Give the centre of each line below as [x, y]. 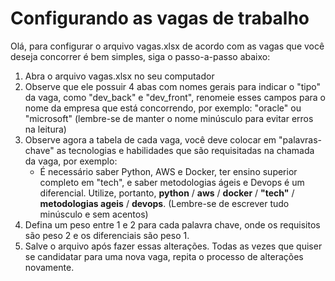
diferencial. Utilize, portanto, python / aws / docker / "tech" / [167, 193]
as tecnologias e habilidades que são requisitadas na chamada [185, 150]
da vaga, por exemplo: [71, 161]
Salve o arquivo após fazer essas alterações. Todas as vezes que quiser [173, 246]
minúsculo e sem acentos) [94, 214]
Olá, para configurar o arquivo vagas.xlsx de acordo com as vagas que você [167, 46]
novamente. [49, 267]
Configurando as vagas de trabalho [160, 18]
